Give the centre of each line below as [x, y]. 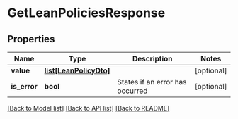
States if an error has [152, 82]
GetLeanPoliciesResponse [86, 13]
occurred [132, 91]
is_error [24, 86]
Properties [31, 39]
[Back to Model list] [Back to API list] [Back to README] [89, 108]
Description [152, 59]
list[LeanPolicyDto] [78, 70]
